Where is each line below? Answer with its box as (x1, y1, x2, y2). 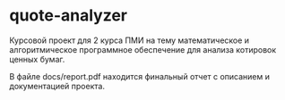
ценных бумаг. (9, 54, 65, 64)
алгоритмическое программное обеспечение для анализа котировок (9, 44, 277, 54)
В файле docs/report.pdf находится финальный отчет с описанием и (9, 71, 271, 81)
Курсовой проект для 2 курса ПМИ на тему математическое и (9, 35, 249, 46)
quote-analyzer (9, 5, 128, 26)
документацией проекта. (9, 80, 106, 91)
